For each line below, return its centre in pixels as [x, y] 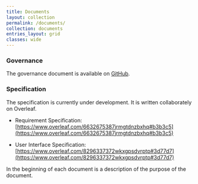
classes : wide [24, 40]
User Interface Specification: [50, 144]
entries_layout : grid [33, 34]
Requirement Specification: [48, 120]
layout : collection [31, 17]
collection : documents [34, 28]
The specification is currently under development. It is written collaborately [99, 102]
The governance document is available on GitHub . [68, 74]
